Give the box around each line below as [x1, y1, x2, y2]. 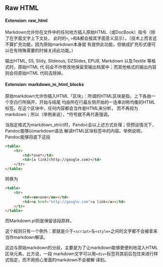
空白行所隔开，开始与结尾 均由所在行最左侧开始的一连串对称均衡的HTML [9, 99, 155, 105]
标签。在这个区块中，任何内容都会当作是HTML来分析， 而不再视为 [5, 105, 138, 111]
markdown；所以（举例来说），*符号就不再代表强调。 [5, 111, 112, 117]
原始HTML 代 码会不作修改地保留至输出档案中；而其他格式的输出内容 [18, 64, 157, 70]
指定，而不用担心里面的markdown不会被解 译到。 [9, 257, 109, 263]
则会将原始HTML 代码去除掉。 [5, 70, 66, 76]
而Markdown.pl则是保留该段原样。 [5, 218, 74, 224]
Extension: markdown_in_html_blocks [5, 82, 84, 88]
